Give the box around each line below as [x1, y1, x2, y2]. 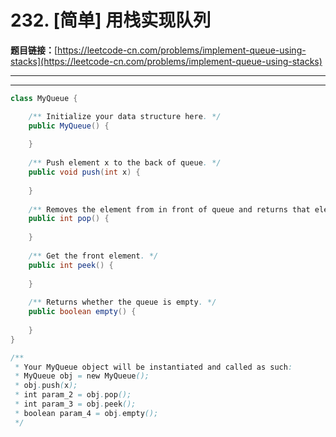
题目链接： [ [10, 44, 58, 56]
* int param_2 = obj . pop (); [14, 390, 132, 400]
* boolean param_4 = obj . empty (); [14, 408, 159, 418]
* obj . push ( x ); [14, 381, 78, 391]
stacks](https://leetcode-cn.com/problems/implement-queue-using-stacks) [10, 55, 323, 67]
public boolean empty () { [28, 307, 137, 317]
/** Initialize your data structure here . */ [28, 111, 222, 121]
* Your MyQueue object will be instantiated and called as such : [14, 362, 293, 372]
